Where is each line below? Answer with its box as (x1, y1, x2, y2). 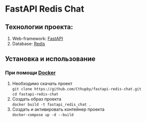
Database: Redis (12, 41, 45, 47)
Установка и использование (5, 55, 96, 63)
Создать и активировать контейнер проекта (12, 106, 105, 112)
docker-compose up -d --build (12, 112, 74, 117)
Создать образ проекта (12, 96, 62, 102)
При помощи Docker (5, 70, 56, 76)
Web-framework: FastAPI (12, 35, 63, 41)
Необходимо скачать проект (12, 80, 73, 86)
